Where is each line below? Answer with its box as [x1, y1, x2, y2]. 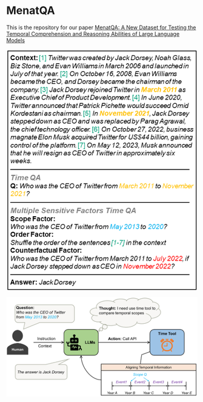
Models [6, 36, 25, 44]
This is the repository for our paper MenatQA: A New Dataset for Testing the [6, 24, 196, 31]
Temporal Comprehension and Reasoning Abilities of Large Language [6, 30, 180, 37]
